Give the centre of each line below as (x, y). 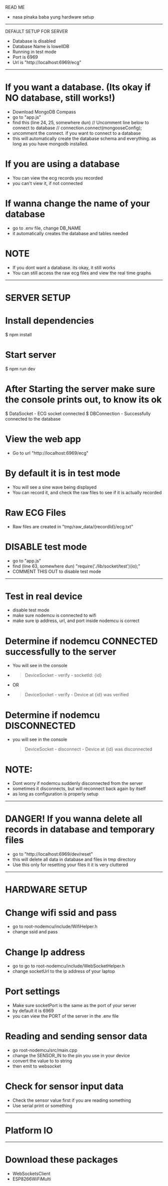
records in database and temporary (80, 830)
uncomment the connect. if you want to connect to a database (76, 133)
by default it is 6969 (33, 1011)
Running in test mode (34, 52)
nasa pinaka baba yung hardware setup (53, 17)
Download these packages (62, 1160)
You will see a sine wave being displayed (54, 487)
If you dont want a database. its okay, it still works (64, 267)
